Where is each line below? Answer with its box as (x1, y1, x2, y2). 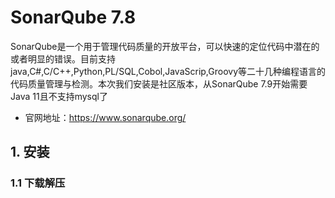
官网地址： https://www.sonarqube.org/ (24, 111, 187, 123)
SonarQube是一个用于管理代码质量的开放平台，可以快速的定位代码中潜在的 (10, 40, 320, 52)
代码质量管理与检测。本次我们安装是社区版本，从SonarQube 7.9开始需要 (10, 77, 308, 90)
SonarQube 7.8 (10, 6, 137, 29)
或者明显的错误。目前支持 (10, 52, 116, 65)
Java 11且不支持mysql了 (10, 90, 108, 102)
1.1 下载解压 (10, 176, 66, 190)
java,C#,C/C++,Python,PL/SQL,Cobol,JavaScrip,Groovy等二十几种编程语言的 (10, 65, 327, 77)
